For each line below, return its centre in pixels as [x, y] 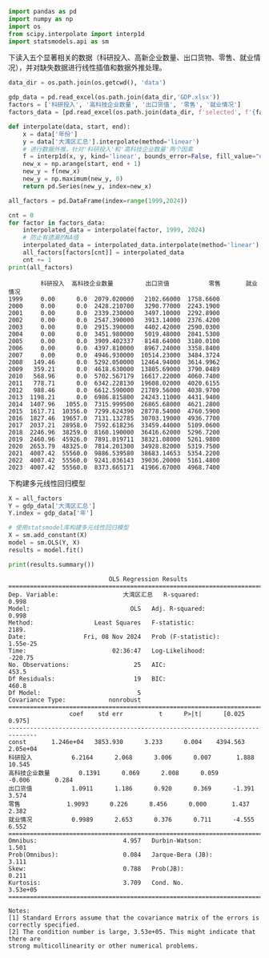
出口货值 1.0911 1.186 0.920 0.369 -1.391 [131, 788]
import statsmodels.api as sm [59, 41]
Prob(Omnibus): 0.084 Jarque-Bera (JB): [111, 855]
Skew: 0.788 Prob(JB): [96, 869]
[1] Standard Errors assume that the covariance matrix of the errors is [134, 918]
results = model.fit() [46, 550]
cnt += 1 [37, 260]
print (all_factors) [41, 267]
